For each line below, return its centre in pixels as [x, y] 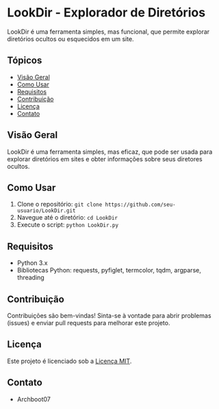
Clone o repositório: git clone [60, 204]
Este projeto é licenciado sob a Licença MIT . [69, 361]
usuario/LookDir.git [46, 211]
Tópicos [25, 61]
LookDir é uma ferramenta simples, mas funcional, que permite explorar [108, 32]
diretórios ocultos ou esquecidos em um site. [71, 38]
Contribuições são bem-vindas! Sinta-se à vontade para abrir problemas [109, 316]
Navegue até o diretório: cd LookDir [67, 218]
